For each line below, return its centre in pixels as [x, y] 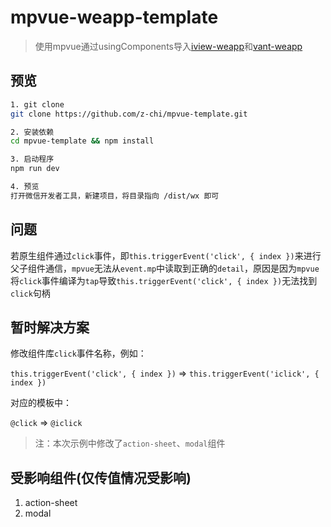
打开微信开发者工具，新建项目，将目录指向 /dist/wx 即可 [115, 196]
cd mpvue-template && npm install [82, 141]
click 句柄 [30, 293]
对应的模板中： [41, 403]
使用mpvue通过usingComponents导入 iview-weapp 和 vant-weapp [168, 46]
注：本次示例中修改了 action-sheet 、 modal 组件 [130, 443]
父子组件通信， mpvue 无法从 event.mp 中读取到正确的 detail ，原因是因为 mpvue [165, 268]
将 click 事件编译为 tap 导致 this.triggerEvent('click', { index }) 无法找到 [164, 280]
